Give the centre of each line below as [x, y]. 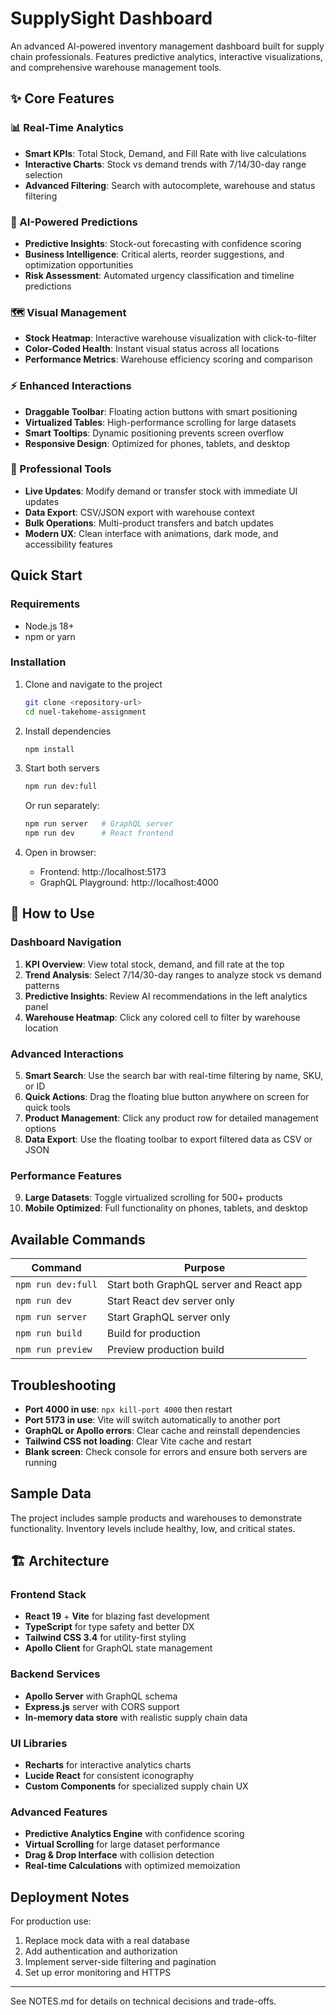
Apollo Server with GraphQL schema [101, 1696]
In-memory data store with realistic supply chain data [136, 1717]
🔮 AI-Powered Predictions [74, 222]
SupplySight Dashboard [111, 18]
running [41, 1462]
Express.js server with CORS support [102, 1706]
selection [43, 174]
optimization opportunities [79, 264]
